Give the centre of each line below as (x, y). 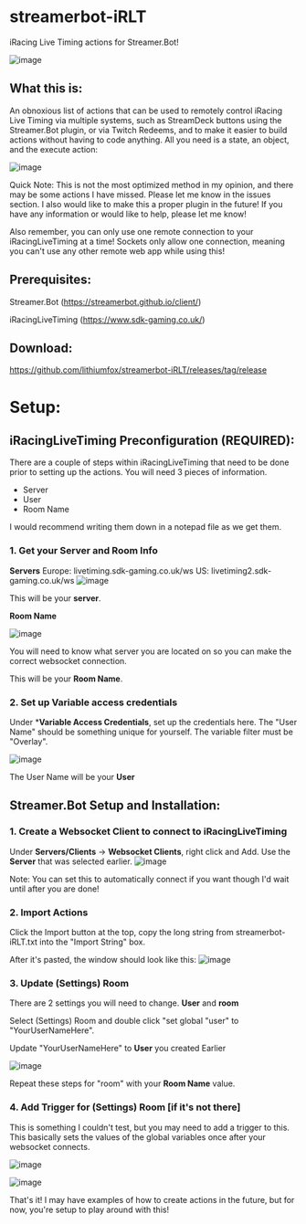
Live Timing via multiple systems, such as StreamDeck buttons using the (146, 120)
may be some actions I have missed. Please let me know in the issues (140, 195)
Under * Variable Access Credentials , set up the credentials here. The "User (153, 722)
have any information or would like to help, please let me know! (128, 214)
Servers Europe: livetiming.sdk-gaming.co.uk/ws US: (110, 570)
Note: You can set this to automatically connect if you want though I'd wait (149, 879)
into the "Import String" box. (93, 942)
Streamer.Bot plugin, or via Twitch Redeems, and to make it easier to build (148, 130)
